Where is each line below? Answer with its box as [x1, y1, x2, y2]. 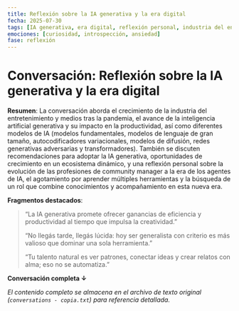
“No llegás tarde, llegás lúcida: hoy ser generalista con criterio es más [24, 231, 230, 240]
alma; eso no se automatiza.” [24, 260, 110, 269]
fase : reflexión [7, 37, 55, 44]
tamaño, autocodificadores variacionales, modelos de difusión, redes [7, 137, 211, 146]
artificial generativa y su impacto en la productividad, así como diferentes [7, 122, 223, 131]
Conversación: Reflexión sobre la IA [7, 68, 223, 84]
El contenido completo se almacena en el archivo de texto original [7, 288, 201, 297]
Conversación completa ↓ [7, 274, 87, 282]
